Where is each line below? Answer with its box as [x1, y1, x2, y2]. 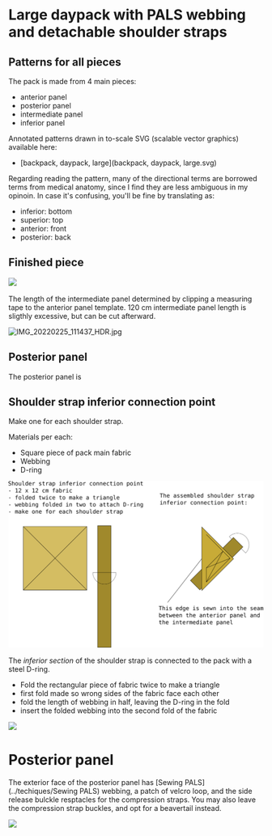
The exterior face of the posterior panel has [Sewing [8, 777, 184, 787]
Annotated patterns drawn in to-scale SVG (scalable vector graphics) [8, 134, 239, 143]
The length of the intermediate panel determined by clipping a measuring [8, 294, 253, 303]
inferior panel [19, 118, 66, 127]
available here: [8, 142, 57, 151]
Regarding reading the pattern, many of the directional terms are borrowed [8, 174, 257, 183]
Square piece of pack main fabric [19, 448, 132, 458]
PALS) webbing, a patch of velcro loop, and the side [79, 786, 253, 796]
